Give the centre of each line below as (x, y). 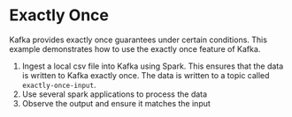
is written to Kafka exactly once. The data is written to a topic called (146, 75)
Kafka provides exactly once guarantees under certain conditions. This (138, 40)
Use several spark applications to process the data (115, 94)
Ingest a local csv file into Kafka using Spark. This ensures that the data (153, 66)
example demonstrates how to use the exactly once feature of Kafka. (135, 48)
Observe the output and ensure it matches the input (116, 103)
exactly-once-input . (59, 84)
